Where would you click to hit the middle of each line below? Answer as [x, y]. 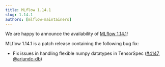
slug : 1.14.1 [19, 15]
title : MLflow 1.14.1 [28, 10]
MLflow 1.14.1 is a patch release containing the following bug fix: [72, 44]
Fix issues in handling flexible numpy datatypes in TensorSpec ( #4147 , [86, 53]
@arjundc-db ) [27, 59]
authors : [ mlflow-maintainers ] [38, 19]
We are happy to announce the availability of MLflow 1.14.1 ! [67, 34]
